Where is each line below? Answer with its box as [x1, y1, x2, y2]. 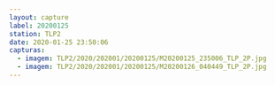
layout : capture [9, 12, 69, 22]
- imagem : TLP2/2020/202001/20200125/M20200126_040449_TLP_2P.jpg [17, 63, 267, 72]
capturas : [9, 46, 46, 55]
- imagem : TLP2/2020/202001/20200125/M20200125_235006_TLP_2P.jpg [17, 54, 267, 63]
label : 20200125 [9, 21, 69, 30]
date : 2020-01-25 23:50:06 [9, 37, 109, 47]
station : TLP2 [9, 29, 62, 38]
